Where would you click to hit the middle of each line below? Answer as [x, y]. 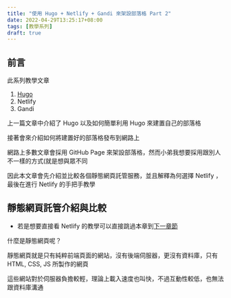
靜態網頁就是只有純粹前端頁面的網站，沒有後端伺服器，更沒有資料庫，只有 [112, 255]
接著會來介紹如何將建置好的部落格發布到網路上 [73, 138]
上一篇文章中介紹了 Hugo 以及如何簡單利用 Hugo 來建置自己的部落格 [104, 123]
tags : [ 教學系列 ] [30, 26]
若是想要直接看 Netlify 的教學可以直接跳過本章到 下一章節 [97, 226]
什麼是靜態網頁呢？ [34, 240]
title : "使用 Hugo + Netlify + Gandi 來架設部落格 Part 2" [89, 13]
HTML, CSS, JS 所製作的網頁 [48, 264]
